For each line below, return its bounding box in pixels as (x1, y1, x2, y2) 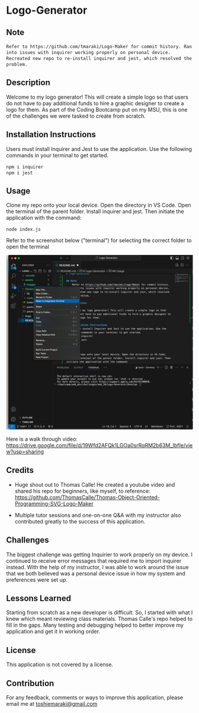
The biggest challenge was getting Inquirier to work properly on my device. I (6, 551, 192, 558)
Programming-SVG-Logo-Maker (14, 500, 94, 507)
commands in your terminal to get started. (6, 152, 108, 159)
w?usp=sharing (6, 448, 44, 455)
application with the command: (6, 214, 82, 222)
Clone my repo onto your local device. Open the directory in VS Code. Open (6, 201, 191, 209)
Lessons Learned (6, 594, 71, 603)
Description (6, 78, 50, 88)
